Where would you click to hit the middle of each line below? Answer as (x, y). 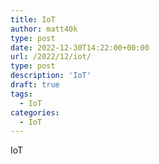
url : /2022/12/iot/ (51, 57)
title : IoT (33, 19)
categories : (35, 112)
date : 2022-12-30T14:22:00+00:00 (80, 47)
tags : (21, 94)
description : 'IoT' (51, 76)
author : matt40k (44, 29)
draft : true (35, 85)
